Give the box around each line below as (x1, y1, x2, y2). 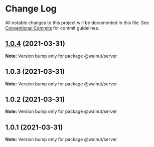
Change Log (5, 3, 57, 15)
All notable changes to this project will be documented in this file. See (5, 20, 149, 26)
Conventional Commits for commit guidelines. (5, 25, 99, 31)
